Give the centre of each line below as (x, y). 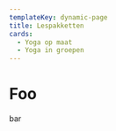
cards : (21, 34)
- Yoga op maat (45, 42)
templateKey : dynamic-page (58, 17)
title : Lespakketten (47, 26)
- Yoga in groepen (51, 50)
